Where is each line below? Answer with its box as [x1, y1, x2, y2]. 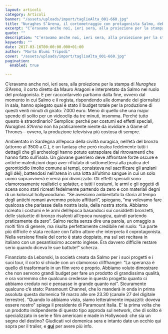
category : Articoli [5, 12, 46, 17]
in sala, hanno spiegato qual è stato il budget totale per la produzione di [5, 102, 152, 108]
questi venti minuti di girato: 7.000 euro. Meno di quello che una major [5, 108, 149, 114]
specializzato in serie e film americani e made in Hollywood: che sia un [5, 313, 151, 319]
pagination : [5, 58, 30, 63]
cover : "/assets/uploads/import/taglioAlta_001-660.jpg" [5, 53, 126, 59]
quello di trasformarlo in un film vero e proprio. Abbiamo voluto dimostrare [5, 265, 158, 271]
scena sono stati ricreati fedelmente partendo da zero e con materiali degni [5, 186, 160, 192]
